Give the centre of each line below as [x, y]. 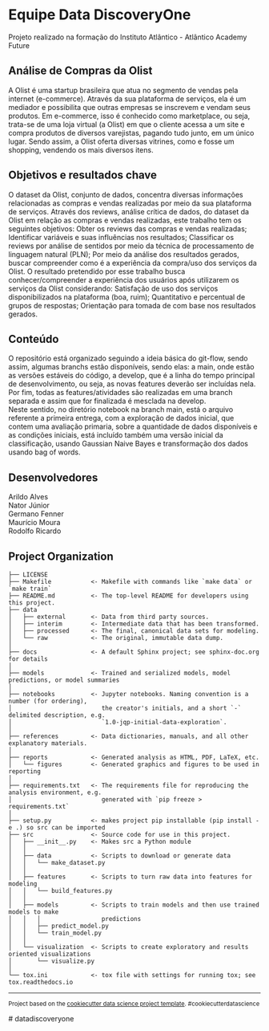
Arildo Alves [28, 497]
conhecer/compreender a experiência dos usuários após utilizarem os [124, 279]
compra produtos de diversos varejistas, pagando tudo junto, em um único [131, 132]
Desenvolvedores [53, 477]
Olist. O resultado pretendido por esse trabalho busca [97, 271]
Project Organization [61, 556]
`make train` [30, 589]
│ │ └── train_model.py [55, 933]
